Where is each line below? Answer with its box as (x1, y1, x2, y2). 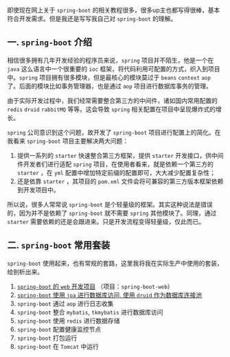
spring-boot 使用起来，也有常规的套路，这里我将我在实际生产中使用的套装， (7, 259, 223, 267)
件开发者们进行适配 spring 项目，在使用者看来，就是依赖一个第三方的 (16, 160, 214, 168)
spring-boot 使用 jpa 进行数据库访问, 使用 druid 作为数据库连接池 (16, 290, 203, 299)
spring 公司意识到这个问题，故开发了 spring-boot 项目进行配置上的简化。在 (7, 128, 221, 136)
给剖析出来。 (7, 267, 43, 276)
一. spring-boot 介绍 (7, 36, 93, 48)
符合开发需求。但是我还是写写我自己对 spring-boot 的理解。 (7, 14, 177, 23)
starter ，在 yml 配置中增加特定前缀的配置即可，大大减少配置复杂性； (16, 168, 216, 176)
